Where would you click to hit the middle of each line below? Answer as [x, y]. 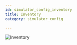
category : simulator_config [34, 19]
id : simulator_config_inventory [38, 10]
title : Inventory [23, 14]
